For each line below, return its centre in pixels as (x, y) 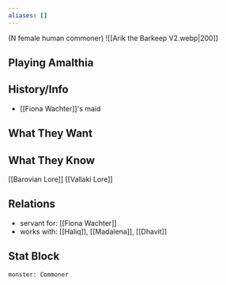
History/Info (38, 90)
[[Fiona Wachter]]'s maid (60, 108)
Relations (32, 204)
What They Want (51, 134)
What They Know (52, 160)
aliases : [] (28, 15)
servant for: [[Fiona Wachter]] (68, 223)
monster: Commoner (38, 274)
